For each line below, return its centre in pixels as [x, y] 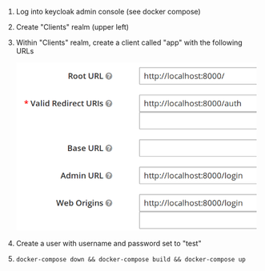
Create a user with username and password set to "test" [108, 244]
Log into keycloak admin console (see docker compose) [108, 12]
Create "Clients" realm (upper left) [72, 27]
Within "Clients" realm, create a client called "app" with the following [129, 42]
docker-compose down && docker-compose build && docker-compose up [130, 260]
